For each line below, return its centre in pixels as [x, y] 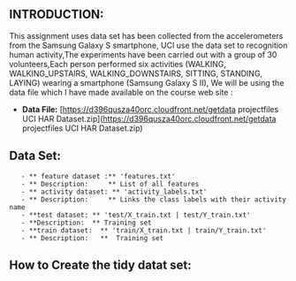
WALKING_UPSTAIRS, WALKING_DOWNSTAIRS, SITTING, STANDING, [136, 73]
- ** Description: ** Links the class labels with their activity [154, 199]
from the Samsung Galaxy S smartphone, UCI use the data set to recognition [148, 45]
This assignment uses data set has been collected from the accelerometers [146, 35]
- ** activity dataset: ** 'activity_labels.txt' [114, 192]
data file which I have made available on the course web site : [121, 92]
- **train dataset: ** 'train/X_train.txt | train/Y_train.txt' [144, 230]
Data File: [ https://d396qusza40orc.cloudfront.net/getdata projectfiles [150, 109]
